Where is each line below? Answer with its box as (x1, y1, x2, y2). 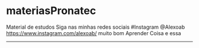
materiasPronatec (6, 4, 97, 18)
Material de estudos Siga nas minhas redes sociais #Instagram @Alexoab (6, 23, 185, 30)
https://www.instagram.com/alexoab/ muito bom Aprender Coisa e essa (6, 29, 182, 36)
